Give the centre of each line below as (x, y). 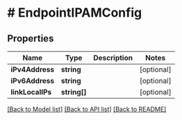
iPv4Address (32, 69)
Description (113, 58)
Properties (31, 38)
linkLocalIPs (31, 92)
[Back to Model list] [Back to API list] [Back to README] (87, 109)
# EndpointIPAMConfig (75, 13)
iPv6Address (32, 81)
